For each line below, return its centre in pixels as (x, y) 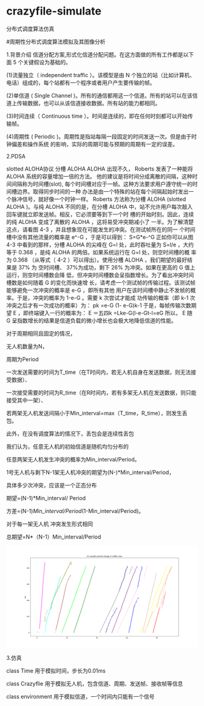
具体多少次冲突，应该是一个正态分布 (52, 485)
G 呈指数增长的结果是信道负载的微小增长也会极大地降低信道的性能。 (92, 321)
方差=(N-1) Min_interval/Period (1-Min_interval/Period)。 (75, 511)
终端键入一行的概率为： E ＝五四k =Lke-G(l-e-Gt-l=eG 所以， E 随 (110, 313)
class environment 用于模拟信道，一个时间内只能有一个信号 (80, 696)
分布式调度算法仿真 (30, 29)
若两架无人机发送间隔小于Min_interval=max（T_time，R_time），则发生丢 (97, 413)
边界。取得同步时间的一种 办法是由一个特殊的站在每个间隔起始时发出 (103, 191)
